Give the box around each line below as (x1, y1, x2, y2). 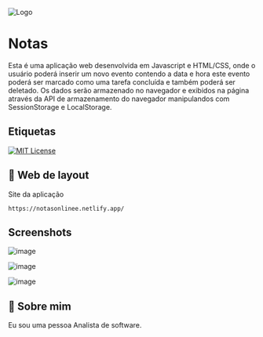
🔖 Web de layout (8, 168, 89, 182)
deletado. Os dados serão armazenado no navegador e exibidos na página (8, 85, 250, 95)
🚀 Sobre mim (8, 299, 72, 313)
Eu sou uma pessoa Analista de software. (8, 321, 142, 330)
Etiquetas (8, 125, 57, 139)
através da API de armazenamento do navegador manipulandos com (8, 94, 230, 103)
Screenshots (8, 226, 72, 239)
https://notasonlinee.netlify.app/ (8, 205, 125, 212)
